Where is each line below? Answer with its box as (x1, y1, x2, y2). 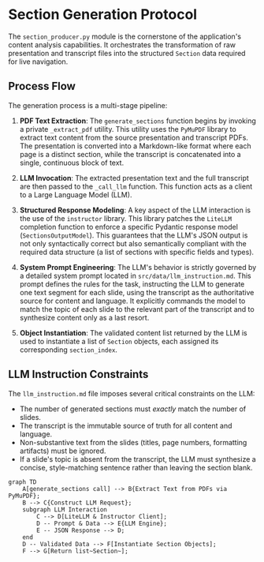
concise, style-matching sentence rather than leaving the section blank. (19, 463, 253, 472)
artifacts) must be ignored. (19, 446, 106, 455)
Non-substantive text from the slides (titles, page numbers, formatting (19, 437, 247, 447)
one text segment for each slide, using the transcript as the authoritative (19, 287, 255, 297)
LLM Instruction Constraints (8, 368, 149, 381)
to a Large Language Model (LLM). (19, 189, 132, 199)
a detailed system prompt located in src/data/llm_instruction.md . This (19, 271, 251, 280)
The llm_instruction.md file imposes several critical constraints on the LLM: (8, 388, 255, 398)
